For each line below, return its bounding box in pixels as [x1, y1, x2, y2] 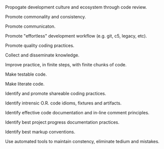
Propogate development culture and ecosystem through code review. [5, 4, 147, 10]
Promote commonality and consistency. [5, 14, 86, 19]
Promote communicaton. [5, 23, 56, 29]
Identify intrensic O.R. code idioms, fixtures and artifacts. [5, 100, 122, 106]
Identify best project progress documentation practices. [5, 119, 120, 125]
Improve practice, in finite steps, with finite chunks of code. [5, 62, 127, 67]
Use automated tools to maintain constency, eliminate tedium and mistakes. [5, 139, 160, 144]
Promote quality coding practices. [5, 43, 75, 49]
